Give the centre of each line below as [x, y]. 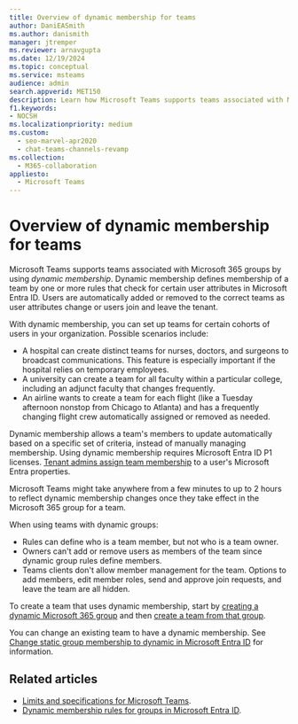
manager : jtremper [43, 42]
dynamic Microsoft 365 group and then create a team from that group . [137, 616]
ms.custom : [29, 133]
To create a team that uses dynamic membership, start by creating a [134, 606]
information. [31, 651]
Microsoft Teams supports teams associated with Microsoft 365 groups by [145, 269]
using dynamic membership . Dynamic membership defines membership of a [149, 279]
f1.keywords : [33, 108]
